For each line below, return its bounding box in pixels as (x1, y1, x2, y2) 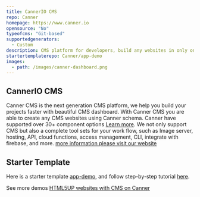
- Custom (11, 42, 33, 48)
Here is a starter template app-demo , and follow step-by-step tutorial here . (6, 173, 190, 180)
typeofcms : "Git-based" (6, 31, 65, 37)
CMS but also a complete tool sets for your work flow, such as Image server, (6, 127, 193, 135)
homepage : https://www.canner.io (6, 20, 89, 26)
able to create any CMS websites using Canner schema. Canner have (6, 114, 177, 122)
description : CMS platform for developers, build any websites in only (6, 48, 187, 54)
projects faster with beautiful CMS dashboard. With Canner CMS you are (6, 108, 185, 115)
